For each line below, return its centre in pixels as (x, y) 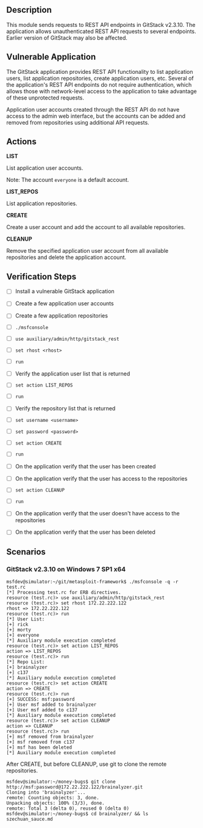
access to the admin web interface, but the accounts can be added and (96, 116)
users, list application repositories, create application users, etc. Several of (100, 78)
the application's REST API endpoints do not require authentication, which (99, 84)
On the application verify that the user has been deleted (85, 532)
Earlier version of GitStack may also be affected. (67, 38)
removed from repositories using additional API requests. (78, 122)
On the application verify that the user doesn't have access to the (97, 514)
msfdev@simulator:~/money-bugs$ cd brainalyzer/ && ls (77, 814)
